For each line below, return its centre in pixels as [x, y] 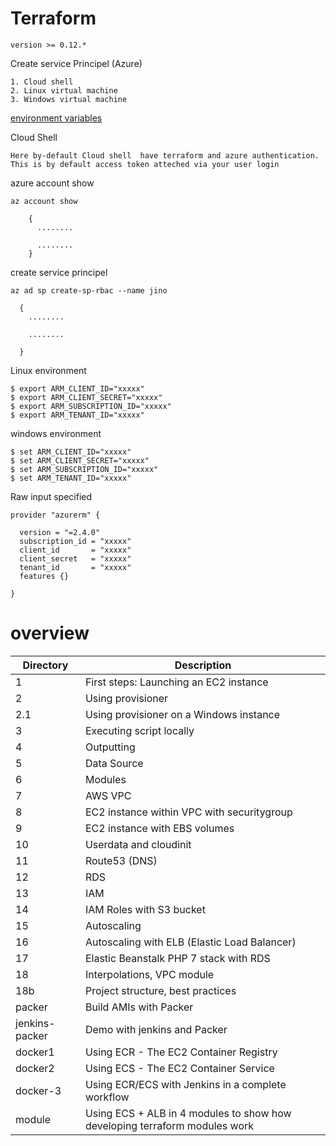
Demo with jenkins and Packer [156, 1029]
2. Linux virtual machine [64, 90]
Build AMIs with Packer [139, 1007]
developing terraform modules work [169, 1125]
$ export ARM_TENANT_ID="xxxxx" [77, 415]
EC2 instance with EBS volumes [159, 828]
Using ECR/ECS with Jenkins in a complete [185, 1084]
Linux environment [48, 370]
